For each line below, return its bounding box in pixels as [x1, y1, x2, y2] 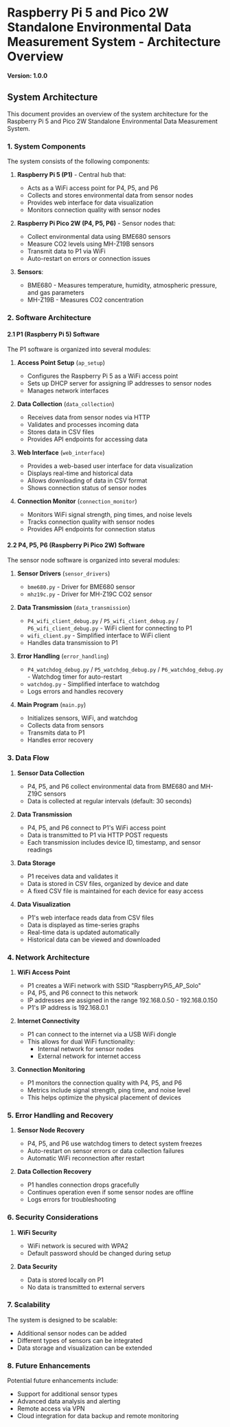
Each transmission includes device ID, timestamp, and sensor [27, 838, 201, 846]
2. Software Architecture [7, 313, 91, 322]
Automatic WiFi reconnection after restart [27, 1154, 145, 1163]
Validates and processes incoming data [27, 421, 139, 429]
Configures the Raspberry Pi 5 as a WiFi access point [27, 372, 179, 380]
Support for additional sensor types [16, 1390, 118, 1398]
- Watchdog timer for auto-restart [27, 673, 122, 681]
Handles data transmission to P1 [27, 639, 118, 647]
